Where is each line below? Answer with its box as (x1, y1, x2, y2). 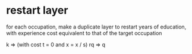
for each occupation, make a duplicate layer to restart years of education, (6, 23, 187, 30)
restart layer (6, 4, 68, 17)
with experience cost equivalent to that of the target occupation (6, 29, 162, 36)
